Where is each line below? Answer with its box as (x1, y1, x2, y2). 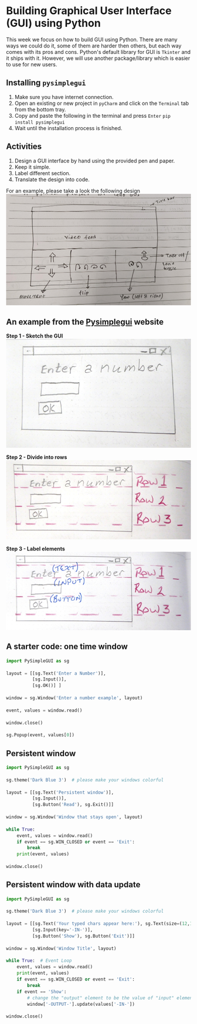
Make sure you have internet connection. (14, 93, 114, 100)
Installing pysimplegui (6, 78, 86, 88)
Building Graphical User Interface (6, 4, 172, 18)
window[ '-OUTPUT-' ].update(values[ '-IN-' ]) (27, 1001, 135, 1007)
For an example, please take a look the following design (6, 187, 141, 194)
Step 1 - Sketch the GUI (6, 332, 63, 339)
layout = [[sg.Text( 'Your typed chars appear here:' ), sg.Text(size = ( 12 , (6, 921, 191, 927)
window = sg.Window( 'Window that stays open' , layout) (6, 814, 143, 820)
